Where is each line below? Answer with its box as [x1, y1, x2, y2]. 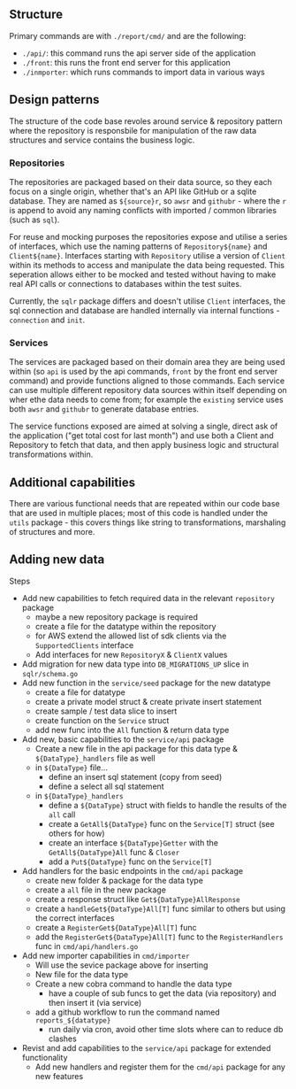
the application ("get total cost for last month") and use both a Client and [9, 430, 274, 441]
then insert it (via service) [48, 997, 142, 1008]
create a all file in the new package [34, 884, 166, 895]
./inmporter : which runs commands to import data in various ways [21, 66, 265, 77]
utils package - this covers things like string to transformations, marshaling [9, 517, 286, 528]
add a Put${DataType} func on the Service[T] [48, 856, 213, 867]
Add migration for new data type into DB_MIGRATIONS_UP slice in [21, 659, 249, 669]
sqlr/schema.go [21, 669, 79, 678]
